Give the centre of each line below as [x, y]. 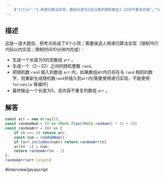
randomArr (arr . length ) [28, 160]
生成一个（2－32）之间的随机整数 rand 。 [54, 66]
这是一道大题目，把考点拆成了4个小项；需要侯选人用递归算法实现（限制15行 [82, 43]
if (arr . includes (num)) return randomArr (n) [60, 142]
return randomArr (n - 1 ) [39, 151]
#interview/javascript [27, 169]
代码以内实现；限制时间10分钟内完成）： [45, 50]
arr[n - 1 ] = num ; [32, 147]
